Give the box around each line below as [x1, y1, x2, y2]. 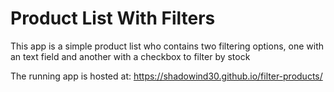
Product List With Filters [10, 7, 216, 30]
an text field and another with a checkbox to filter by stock [10, 50, 251, 62]
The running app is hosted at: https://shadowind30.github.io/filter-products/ [10, 70, 323, 82]
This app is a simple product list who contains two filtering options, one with [10, 40, 325, 52]
